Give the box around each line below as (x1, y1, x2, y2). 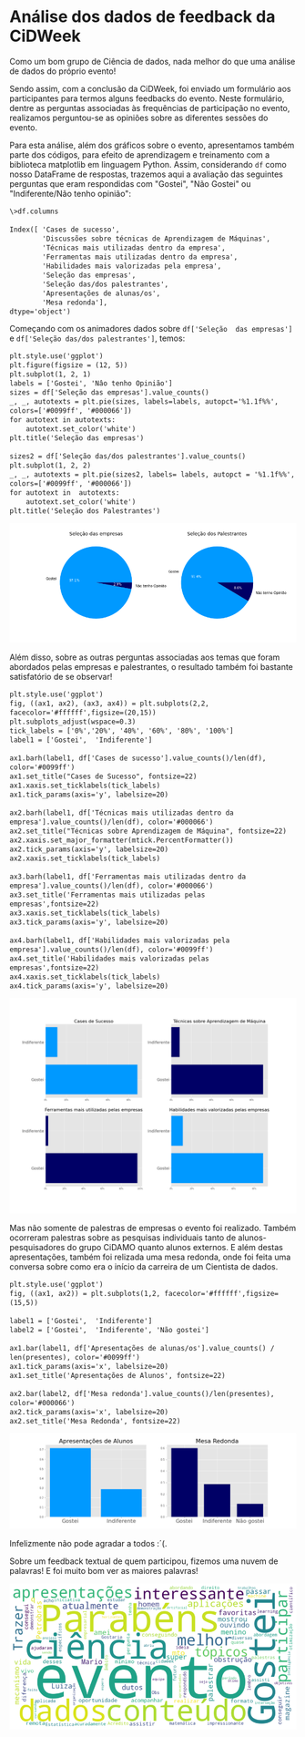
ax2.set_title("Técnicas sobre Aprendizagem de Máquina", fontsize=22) (9, 827, 287, 836)
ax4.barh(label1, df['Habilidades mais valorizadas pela (9, 936, 230, 945)
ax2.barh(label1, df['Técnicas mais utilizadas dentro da (9, 808, 234, 817)
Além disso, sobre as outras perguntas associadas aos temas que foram (9, 652, 280, 663)
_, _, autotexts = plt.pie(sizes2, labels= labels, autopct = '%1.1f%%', (9, 469, 296, 479)
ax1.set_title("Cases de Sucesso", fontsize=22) (9, 772, 198, 781)
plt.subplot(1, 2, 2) (9, 460, 92, 470)
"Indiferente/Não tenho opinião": (9, 188, 132, 199)
